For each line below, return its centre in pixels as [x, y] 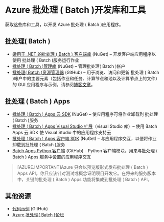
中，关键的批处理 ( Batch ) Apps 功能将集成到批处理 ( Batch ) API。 [84, 179]
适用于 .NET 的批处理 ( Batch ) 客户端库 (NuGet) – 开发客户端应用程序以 [84, 54]
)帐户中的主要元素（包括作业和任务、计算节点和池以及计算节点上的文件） [85, 78]
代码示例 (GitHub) [30, 209]
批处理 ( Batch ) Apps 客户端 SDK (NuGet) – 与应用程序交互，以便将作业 [84, 138]
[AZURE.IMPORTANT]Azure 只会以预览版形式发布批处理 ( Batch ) [82, 167]
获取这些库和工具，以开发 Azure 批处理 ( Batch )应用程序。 [64, 24]
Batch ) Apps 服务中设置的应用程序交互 [52, 157]
